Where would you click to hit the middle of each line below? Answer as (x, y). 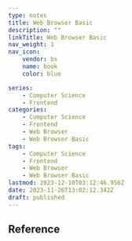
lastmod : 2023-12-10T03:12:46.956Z (66, 183)
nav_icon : (24, 52)
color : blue (42, 74)
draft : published (37, 197)
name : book (40, 67)
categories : (27, 110)
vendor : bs (40, 60)
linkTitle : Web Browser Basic (58, 37)
